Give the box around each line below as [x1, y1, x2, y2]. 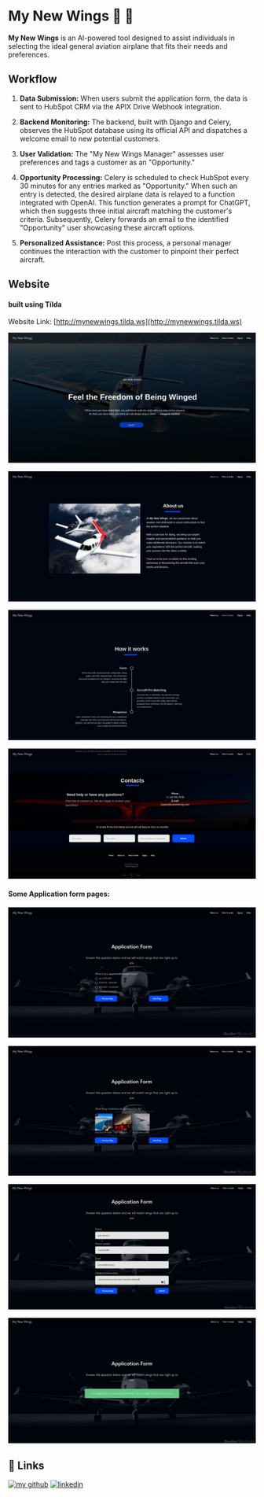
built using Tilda [8, 299, 62, 309]
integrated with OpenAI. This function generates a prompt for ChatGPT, [19, 197, 251, 207]
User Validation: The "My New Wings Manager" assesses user [19, 149, 225, 158]
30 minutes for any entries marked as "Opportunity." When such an [19, 181, 238, 190]
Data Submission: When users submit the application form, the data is [19, 94, 248, 103]
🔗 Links [8, 1458, 45, 1472]
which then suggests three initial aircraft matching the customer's [19, 206, 233, 216]
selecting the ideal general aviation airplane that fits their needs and [8, 41, 228, 50]
